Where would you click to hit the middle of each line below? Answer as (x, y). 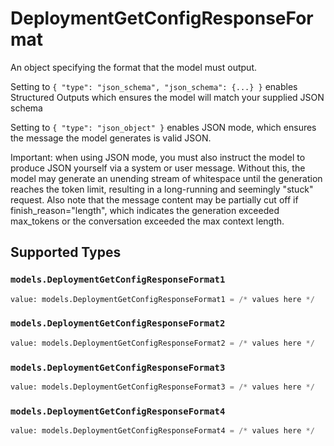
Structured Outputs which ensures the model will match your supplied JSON (167, 97)
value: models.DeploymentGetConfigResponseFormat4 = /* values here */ (162, 431)
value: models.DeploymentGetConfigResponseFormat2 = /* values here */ (162, 343)
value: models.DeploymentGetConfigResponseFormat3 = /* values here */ (162, 387)
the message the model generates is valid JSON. (111, 138)
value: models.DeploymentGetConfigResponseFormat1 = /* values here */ (162, 299)
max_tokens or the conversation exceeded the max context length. (147, 221)
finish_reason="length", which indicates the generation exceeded (145, 210)
